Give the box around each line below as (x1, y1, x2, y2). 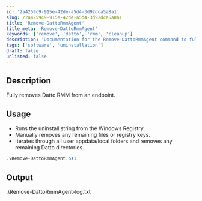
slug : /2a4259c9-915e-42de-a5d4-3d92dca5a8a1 (6, 14, 122, 20)
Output (6, 172, 33, 182)
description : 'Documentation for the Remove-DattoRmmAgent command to (6, 37, 187, 43)
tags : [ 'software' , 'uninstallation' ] (6, 43, 103, 49)
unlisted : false (6, 53, 47, 59)
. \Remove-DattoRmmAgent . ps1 (6, 155, 77, 162)
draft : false (6, 48, 39, 54)
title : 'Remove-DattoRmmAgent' (6, 20, 85, 26)
